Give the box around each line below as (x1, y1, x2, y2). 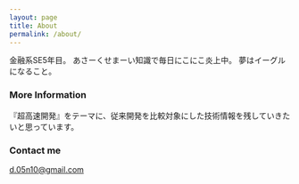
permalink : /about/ (9, 29, 82, 38)
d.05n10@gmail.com (9, 164, 85, 174)
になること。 (9, 66, 56, 76)
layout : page (9, 12, 58, 22)
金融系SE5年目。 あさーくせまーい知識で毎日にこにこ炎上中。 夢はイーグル (9, 55, 287, 66)
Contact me (9, 144, 62, 156)
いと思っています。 (9, 121, 79, 132)
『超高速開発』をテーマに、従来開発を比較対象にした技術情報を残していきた (9, 110, 291, 121)
